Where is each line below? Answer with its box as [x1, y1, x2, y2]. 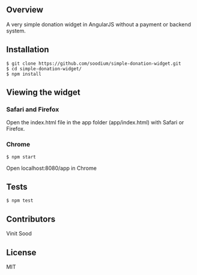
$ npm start [6, 154, 36, 160]
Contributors [6, 214, 56, 224]
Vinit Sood [6, 230, 32, 237]
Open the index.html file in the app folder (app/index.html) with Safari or [6, 119, 184, 126]
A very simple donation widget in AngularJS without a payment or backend [6, 20, 191, 28]
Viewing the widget [6, 87, 80, 98]
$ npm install [6, 71, 42, 77]
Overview [6, 5, 44, 15]
